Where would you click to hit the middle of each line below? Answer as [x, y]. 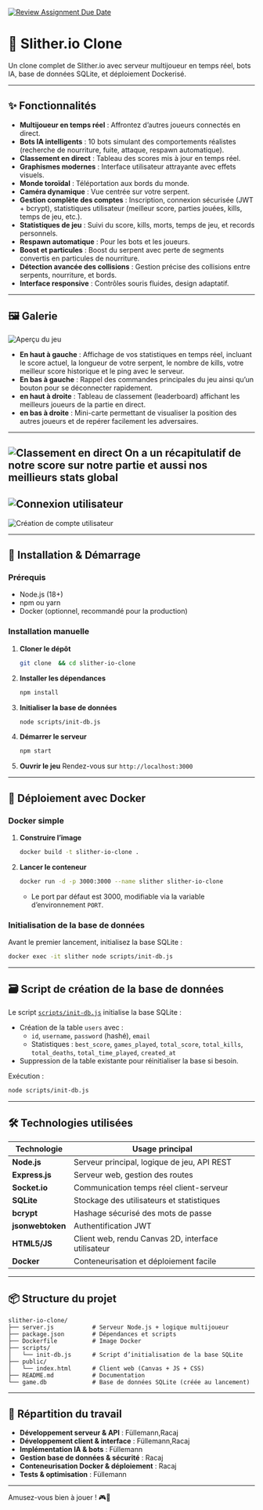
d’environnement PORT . [67, 905]
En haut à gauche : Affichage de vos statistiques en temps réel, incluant [135, 354]
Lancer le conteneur [53, 866]
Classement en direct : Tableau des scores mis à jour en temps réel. [130, 158]
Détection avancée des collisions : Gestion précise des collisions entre [135, 266]
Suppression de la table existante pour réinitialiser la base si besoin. [129, 1060]
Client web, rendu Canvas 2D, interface [146, 1238]
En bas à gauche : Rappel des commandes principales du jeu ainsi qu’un [137, 379]
